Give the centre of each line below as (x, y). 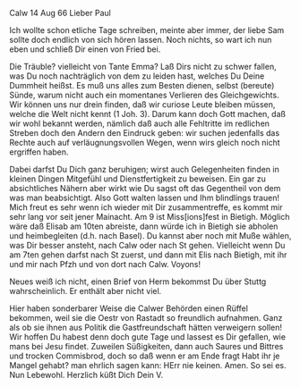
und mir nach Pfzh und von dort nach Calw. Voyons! (105, 264)
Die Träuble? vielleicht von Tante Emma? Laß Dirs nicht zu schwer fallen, (143, 67)
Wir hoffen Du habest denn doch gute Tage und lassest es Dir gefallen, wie (148, 337)
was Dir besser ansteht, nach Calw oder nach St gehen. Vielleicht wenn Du (147, 245)
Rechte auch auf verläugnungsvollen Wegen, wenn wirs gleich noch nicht (145, 143)
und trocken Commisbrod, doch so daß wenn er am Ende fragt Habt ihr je (145, 356)
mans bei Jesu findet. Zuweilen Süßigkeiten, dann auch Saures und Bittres (146, 346)
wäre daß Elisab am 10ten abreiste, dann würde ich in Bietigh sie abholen (144, 226)
